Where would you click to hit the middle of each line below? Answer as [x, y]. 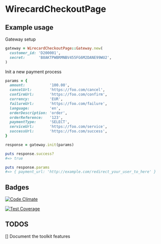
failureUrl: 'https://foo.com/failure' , [58, 103]
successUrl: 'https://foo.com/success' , [58, 131]
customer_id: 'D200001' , [35, 53]
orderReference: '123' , [36, 117]
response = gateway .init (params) [40, 145]
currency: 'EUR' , [36, 99]
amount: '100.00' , [40, 85]
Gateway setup [21, 39]
